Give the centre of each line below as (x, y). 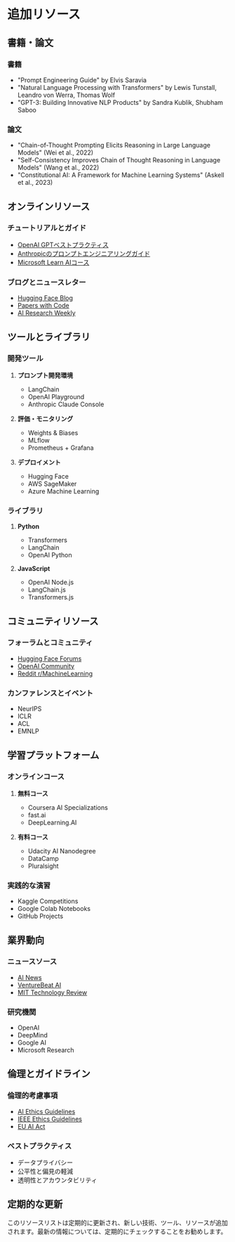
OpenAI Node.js (51, 582)
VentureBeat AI (39, 985)
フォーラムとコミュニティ (50, 642)
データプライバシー (45, 1163)
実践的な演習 (29, 885)
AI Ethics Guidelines (46, 1111)
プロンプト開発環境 (45, 375)
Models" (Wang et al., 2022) (58, 168)
